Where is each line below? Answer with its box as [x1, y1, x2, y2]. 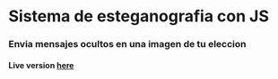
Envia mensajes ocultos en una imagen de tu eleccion [8, 38, 247, 51]
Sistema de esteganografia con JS [8, 6, 270, 27]
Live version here [8, 59, 74, 70]
